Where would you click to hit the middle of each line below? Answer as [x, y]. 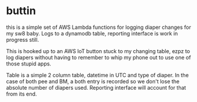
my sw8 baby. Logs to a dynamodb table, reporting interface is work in [92, 33]
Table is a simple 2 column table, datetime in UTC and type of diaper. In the [97, 75]
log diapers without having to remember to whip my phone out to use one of [98, 57]
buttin [21, 11]
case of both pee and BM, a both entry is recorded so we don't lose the [93, 81]
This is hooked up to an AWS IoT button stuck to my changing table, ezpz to [98, 51]
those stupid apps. [29, 64]
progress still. [23, 40]
